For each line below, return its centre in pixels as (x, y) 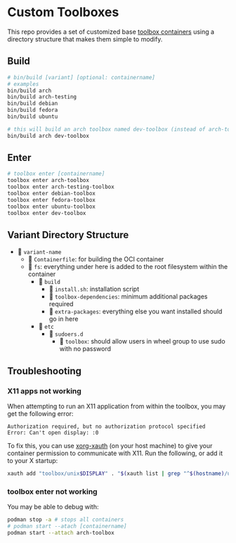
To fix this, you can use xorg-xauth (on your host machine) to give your (110, 446)
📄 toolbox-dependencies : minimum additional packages (129, 296)
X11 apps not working (45, 391)
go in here (64, 319)
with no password (85, 349)
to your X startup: (33, 461)
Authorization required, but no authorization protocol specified (106, 427)
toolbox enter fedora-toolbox (52, 200)
